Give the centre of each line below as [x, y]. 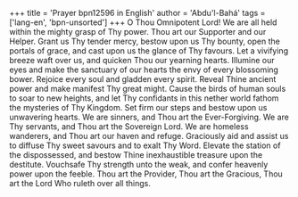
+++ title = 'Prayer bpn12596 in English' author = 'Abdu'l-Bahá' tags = [137, 13]
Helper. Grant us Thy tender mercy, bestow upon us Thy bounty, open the [145, 41]
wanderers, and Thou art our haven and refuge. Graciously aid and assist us [149, 136]
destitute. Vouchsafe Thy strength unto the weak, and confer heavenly [139, 164]
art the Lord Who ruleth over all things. [80, 183]
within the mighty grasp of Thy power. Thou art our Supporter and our [138, 32]
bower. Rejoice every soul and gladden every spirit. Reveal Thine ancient [143, 79]
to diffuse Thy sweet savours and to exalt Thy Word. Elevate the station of [145, 145]
